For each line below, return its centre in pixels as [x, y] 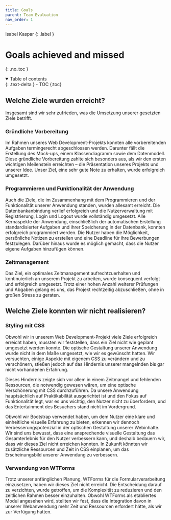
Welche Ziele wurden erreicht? [55, 100]
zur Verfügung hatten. [29, 512]
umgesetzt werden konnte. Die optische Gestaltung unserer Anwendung [81, 348]
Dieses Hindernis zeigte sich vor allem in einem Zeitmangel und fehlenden [83, 379]
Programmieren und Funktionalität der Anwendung [70, 189]
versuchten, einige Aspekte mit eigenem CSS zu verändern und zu [75, 359]
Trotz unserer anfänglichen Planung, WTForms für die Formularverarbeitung [86, 479]
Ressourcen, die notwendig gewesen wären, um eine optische [71, 385]
